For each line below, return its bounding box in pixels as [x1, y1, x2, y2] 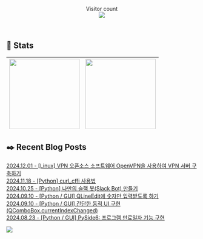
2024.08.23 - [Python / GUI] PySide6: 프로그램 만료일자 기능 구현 [6, 214, 165, 221]
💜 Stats [6, 41, 34, 51]
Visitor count [85, 5, 118, 12]
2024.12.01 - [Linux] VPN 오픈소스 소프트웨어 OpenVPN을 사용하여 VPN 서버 [6, 162, 191, 169]
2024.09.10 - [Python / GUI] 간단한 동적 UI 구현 [6, 200, 121, 207]
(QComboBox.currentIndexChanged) [6, 206, 98, 214]
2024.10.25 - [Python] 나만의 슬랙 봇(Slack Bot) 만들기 [6, 184, 138, 192]
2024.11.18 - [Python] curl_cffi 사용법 [6, 177, 96, 184]
